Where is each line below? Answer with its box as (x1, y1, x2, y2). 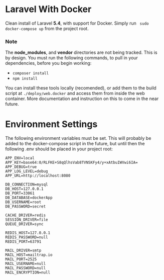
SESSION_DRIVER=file (5, 217, 49, 222)
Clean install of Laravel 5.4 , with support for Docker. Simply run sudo (5, 20, 149, 26)
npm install (12, 76, 38, 81)
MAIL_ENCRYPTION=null (5, 270, 51, 275)
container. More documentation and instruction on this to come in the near (5, 96, 159, 102)
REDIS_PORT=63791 (5, 239, 42, 244)
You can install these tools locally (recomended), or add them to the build (5, 85, 156, 91)
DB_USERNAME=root (5, 200, 42, 205)
